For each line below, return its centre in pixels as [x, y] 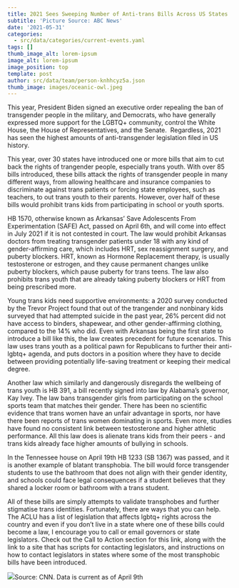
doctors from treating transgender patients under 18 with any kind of [108, 241]
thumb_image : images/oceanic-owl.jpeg [65, 87]
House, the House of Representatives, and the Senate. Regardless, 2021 [114, 130]
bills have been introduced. [47, 562]
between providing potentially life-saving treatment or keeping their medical [119, 362]
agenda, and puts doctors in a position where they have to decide [124, 354]
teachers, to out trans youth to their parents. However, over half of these [113, 197]
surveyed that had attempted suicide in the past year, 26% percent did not [117, 316]
